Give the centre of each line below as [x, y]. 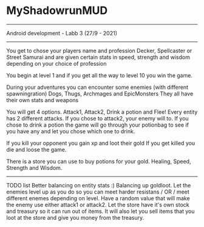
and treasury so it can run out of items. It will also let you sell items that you [100, 211]
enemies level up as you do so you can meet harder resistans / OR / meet [98, 192]
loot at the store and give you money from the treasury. [75, 217]
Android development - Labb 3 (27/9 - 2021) [62, 33]
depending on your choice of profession [57, 63]
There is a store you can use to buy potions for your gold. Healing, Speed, [99, 161]
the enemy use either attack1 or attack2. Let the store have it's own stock [98, 204]
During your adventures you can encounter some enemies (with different [97, 87]
